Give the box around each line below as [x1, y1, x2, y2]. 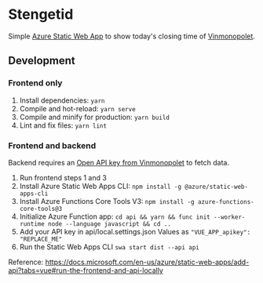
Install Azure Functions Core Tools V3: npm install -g [19, 196, 195, 205]
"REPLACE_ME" [19, 235, 63, 243]
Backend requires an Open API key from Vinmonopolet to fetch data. [8, 158, 230, 167]
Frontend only [8, 78, 63, 89]
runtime [19, 220, 45, 228]
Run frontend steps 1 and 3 [19, 172, 108, 182]
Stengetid [8, 5, 74, 24]
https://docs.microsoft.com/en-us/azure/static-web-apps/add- [45, 257, 250, 267]
